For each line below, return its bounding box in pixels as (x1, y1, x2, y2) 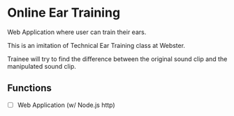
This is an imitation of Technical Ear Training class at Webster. (7, 41, 186, 49)
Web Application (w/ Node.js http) (17, 101, 115, 109)
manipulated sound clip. (7, 62, 77, 70)
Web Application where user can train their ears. (7, 28, 147, 36)
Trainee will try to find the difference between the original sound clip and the (7, 54, 228, 63)
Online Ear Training (7, 5, 121, 21)
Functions (7, 82, 52, 94)
